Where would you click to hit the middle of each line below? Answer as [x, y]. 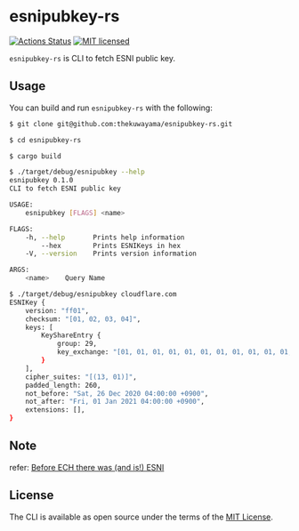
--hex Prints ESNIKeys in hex [111, 245]
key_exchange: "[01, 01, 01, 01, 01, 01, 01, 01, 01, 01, [166, 352]
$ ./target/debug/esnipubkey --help [77, 172]
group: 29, [77, 344]
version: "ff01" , [57, 310]
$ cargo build [36, 156]
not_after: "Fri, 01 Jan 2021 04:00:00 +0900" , [115, 402]
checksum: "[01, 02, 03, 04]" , [83, 319]
